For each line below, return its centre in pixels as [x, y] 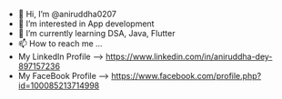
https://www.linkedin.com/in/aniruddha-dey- [189, 56]
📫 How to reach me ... [60, 44]
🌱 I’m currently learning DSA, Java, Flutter [96, 33]
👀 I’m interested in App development [86, 24]
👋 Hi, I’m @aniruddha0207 [67, 14]
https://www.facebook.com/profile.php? [186, 76]
